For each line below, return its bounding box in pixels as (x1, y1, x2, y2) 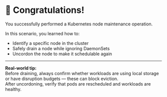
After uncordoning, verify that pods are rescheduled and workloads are (5, 81, 151, 87)
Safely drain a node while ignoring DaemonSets (12, 45, 110, 51)
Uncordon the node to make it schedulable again (12, 51, 112, 57)
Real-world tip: (5, 65, 37, 71)
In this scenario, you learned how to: (5, 30, 80, 36)
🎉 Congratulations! (5, 4, 84, 16)
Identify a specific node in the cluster (12, 40, 89, 46)
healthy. (5, 86, 21, 92)
